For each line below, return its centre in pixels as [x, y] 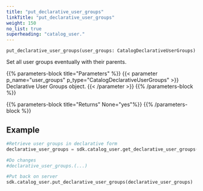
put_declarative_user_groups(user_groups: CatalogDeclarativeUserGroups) [101, 51]
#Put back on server [32, 177]
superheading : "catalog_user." [46, 34]
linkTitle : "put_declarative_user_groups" [60, 17]
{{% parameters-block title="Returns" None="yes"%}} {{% [80, 105]
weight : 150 [21, 23]
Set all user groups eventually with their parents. [66, 62]
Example [23, 130]
